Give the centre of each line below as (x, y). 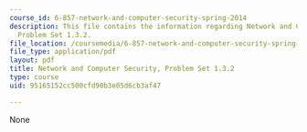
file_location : (38, 43)
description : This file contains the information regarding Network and (151, 26)
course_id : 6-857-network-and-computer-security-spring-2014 (128, 18)
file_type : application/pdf (63, 52)
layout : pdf (32, 60)
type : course (34, 77)
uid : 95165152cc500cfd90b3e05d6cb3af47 (85, 86)
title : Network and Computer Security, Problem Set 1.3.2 (122, 69)
